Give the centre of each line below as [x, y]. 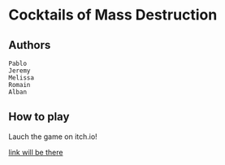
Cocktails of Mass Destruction [113, 15]
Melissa [22, 78]
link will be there [36, 152]
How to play [39, 117]
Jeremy [19, 71]
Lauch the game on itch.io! [53, 137]
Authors [30, 45]
